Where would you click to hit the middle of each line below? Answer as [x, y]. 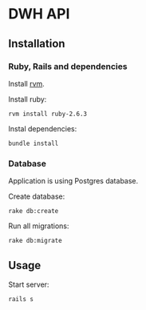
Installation [37, 44]
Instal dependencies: [43, 128]
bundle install [34, 143]
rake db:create [34, 211]
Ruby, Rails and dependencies [68, 66]
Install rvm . [27, 83]
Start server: [29, 284]
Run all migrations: [39, 226]
